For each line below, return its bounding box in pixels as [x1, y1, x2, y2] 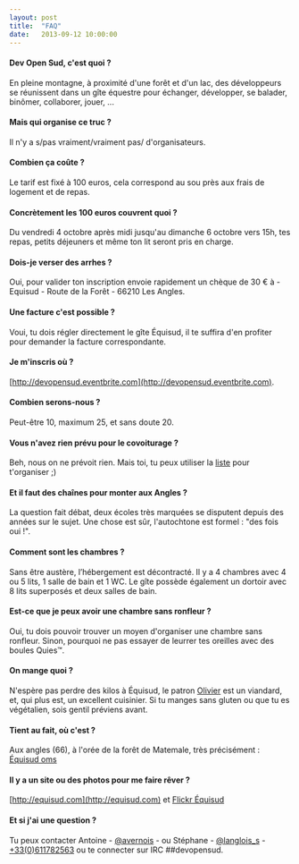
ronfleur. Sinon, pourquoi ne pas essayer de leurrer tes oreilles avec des [9, 635, 275, 646]
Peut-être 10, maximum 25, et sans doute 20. [9, 417, 174, 428]
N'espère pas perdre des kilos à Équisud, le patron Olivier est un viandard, [9, 685, 283, 696]
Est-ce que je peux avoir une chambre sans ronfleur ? [9, 606, 212, 617]
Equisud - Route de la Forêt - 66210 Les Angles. [9, 286, 186, 297]
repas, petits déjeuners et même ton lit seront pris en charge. [9, 236, 234, 247]
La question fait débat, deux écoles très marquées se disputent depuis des [9, 507, 284, 518]
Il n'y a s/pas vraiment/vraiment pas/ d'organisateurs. [9, 136, 206, 148]
